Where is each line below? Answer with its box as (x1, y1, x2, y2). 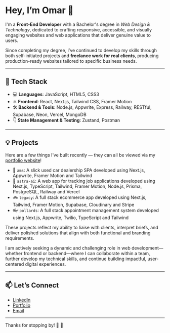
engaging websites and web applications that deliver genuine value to (5, 32, 151, 38)
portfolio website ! (5, 157, 42, 163)
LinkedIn (12, 297, 31, 303)
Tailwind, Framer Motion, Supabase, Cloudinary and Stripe (12, 201, 135, 207)
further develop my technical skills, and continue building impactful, (5, 256, 147, 262)
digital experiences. (25, 261, 66, 267)
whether (5, 250, 23, 256)
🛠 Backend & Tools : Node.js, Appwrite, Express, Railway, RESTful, (12, 104, 152, 110)
